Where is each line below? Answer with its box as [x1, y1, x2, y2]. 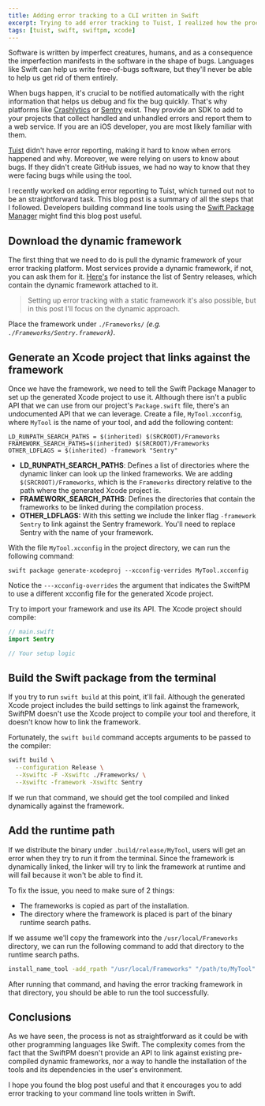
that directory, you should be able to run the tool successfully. [8, 987, 210, 997]
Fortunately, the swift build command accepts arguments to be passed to [8, 732, 251, 743]
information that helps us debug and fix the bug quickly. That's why [8, 96, 228, 107]
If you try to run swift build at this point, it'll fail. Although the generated [8, 692, 245, 702]
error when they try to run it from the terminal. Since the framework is [8, 853, 234, 863]
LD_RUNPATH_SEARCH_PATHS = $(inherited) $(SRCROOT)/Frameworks [8, 433, 221, 441]
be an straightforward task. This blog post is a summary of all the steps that [8, 194, 254, 204]
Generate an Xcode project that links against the [8, 351, 251, 364]
